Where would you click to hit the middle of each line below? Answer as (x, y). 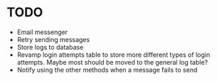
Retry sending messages (53, 39)
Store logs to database (50, 47)
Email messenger (42, 32)
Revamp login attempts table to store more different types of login (113, 55)
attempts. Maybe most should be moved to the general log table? (112, 62)
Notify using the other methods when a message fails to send (107, 70)
